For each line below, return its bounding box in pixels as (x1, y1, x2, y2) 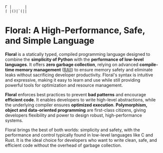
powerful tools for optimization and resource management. (5, 82, 123, 88)
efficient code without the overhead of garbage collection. (5, 142, 122, 148)
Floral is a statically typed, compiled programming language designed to (5, 51, 150, 57)
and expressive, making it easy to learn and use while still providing (5, 77, 141, 83)
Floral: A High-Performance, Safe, (5, 25, 145, 36)
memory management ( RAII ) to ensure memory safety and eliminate (15, 67, 153, 72)
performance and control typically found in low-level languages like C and (5, 132, 153, 138)
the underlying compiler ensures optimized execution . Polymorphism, (5, 102, 147, 108)
